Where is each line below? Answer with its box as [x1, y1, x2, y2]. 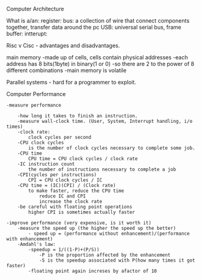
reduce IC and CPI [38, 193, 86, 199]
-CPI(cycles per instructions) [17, 172, 97, 178]
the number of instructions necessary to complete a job [28, 166, 176, 172]
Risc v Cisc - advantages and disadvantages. [6, 42, 120, 49]
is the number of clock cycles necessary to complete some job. [28, 145, 196, 151]
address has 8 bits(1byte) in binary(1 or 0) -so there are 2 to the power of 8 [6, 61, 194, 67]
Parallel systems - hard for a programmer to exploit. [6, 79, 136, 86]
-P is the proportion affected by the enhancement [38, 252, 171, 258]
